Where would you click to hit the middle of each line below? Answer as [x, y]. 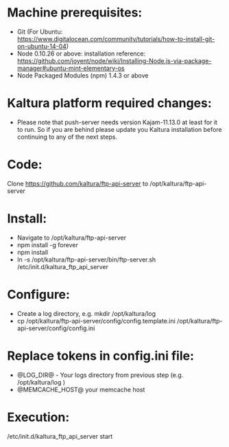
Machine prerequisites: [75, 13]
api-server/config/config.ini [56, 328]
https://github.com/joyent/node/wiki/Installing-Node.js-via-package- [114, 60]
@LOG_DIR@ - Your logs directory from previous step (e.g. [100, 375]
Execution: [38, 417]
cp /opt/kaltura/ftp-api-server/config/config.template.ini [96, 321]
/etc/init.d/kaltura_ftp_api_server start [60, 436]
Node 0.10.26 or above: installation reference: [81, 54]
